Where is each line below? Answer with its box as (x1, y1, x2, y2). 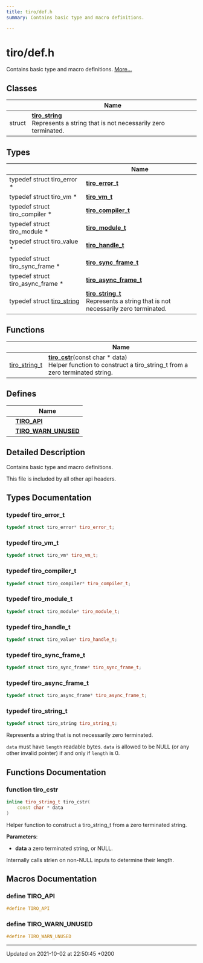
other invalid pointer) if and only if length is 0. (6, 750, 120, 757)
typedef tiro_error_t (6, 510, 65, 519)
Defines (6, 389, 37, 399)
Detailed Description (6, 447, 86, 458)
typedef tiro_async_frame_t (6, 678, 89, 687)
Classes (6, 83, 37, 94)
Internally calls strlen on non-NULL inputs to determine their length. (6, 856, 174, 863)
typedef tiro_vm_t (6, 539, 59, 547)
